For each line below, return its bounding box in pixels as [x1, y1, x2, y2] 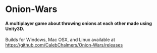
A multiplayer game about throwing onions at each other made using [5, 20, 152, 26]
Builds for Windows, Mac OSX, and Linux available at [5, 36, 115, 43]
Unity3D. [5, 25, 24, 31]
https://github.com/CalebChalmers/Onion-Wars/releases [5, 42, 123, 48]
